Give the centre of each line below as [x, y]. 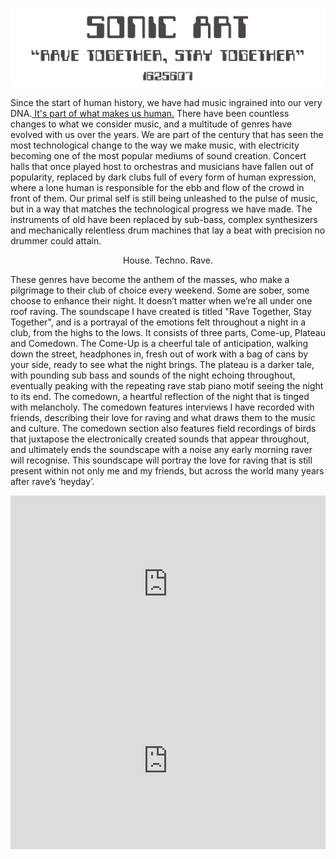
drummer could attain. [56, 241]
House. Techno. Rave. [167, 260]
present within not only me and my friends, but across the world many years [167, 471]
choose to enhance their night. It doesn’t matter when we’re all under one [161, 301]
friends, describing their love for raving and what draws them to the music [163, 417]
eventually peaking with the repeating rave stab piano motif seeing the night [167, 386]
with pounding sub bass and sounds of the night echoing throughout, [153, 375]
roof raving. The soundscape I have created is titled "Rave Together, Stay [161, 311]
